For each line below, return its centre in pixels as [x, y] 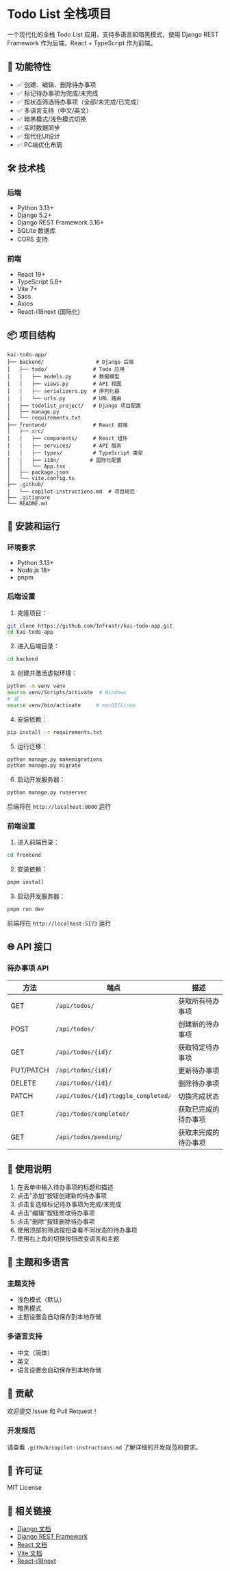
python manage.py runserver [47, 793]
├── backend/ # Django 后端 [71, 362]
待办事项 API [28, 968]
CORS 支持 [32, 239]
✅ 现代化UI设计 [38, 136]
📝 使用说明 [29, 1169]
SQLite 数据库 [36, 231]
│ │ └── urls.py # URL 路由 [64, 398]
